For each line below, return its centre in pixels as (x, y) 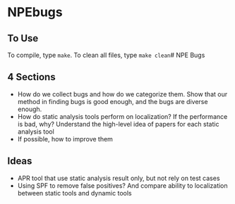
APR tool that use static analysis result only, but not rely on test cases (119, 178)
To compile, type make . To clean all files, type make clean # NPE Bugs (106, 55)
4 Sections (31, 77)
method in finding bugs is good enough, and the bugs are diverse (113, 101)
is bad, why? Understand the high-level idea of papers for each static (118, 124)
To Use (23, 38)
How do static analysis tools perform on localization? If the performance (122, 116)
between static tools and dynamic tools (74, 193)
